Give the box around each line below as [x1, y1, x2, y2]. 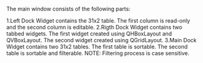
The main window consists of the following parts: [6, 6, 131, 12]
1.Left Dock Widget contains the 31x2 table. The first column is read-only [6, 17, 190, 24]
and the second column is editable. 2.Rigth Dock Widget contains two [6, 24, 183, 31]
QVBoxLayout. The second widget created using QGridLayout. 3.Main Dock [6, 37, 197, 43]
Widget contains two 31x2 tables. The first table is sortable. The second [6, 43, 188, 50]
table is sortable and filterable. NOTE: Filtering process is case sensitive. [6, 50, 190, 57]
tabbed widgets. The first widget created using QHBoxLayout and [6, 30, 172, 37]
